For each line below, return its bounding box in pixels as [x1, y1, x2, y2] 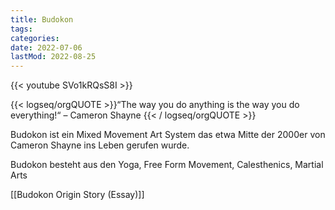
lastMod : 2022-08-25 [10, 52, 97, 62]
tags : [10, 24, 33, 34]
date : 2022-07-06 [10, 42, 83, 53]
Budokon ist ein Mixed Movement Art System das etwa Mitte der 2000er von [10, 129, 326, 141]
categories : [10, 33, 60, 43]
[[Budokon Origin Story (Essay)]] [10, 189, 145, 201]
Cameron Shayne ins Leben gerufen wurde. [10, 139, 190, 151]
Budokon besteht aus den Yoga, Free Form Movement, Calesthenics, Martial [10, 159, 324, 171]
